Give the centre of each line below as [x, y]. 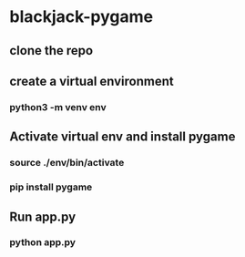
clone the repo [51, 51]
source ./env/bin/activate [67, 163]
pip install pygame [51, 187]
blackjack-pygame [81, 17]
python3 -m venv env [58, 107]
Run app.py [43, 216]
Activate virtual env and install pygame [122, 137]
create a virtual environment [92, 81]
